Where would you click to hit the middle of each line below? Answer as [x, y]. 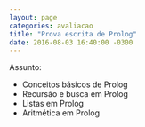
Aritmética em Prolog [61, 113]
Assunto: [25, 67]
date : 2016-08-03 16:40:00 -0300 [71, 42]
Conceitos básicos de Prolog [75, 84]
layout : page [33, 17]
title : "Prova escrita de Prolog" [73, 34]
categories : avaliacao [51, 26]
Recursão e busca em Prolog [75, 94]
